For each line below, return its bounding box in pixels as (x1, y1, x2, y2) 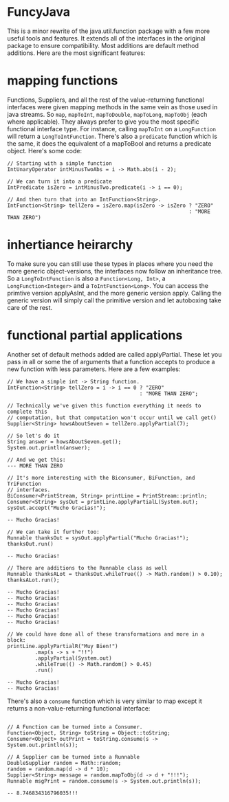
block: (7, 636, 26, 643)
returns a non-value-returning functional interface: (7, 704, 151, 712)
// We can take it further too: (7, 528, 100, 535)
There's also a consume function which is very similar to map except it (7, 697, 202, 705)
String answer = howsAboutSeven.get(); (7, 438, 122, 445)
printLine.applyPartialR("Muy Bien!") (7, 643, 118, 649)
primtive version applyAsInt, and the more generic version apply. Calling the (7, 289, 222, 297)
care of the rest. (7, 303, 53, 311)
